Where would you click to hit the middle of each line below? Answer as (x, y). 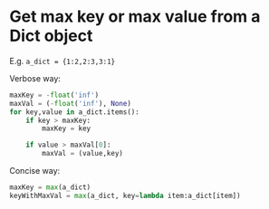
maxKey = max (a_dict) (50, 187)
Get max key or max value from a (135, 17)
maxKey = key (67, 128)
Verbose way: (35, 78)
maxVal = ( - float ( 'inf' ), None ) (70, 103)
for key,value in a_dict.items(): (75, 112)
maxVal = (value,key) (83, 154)
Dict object (51, 36)
